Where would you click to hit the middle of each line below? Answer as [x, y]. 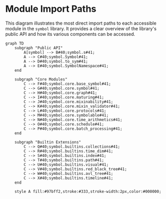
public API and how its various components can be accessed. [70, 34]
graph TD [15, 43]
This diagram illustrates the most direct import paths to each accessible [81, 23]
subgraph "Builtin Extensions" [48, 142]
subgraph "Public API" [39, 48]
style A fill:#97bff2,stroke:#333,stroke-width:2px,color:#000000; [88, 191]
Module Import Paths [51, 9]
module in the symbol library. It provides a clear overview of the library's [81, 28]
